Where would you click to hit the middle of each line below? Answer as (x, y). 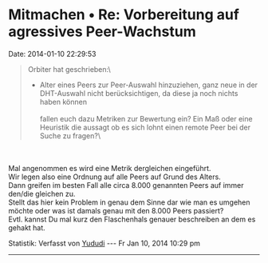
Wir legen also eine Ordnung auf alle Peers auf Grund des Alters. (114, 177)
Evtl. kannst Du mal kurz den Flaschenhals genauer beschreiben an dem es (132, 219)
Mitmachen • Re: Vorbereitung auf (124, 15)
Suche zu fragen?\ (70, 135)
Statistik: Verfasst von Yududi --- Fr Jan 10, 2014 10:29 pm (104, 243)
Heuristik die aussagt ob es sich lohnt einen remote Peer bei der (145, 127)
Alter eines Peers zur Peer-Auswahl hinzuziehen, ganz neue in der (148, 85)
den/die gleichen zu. (42, 193)
